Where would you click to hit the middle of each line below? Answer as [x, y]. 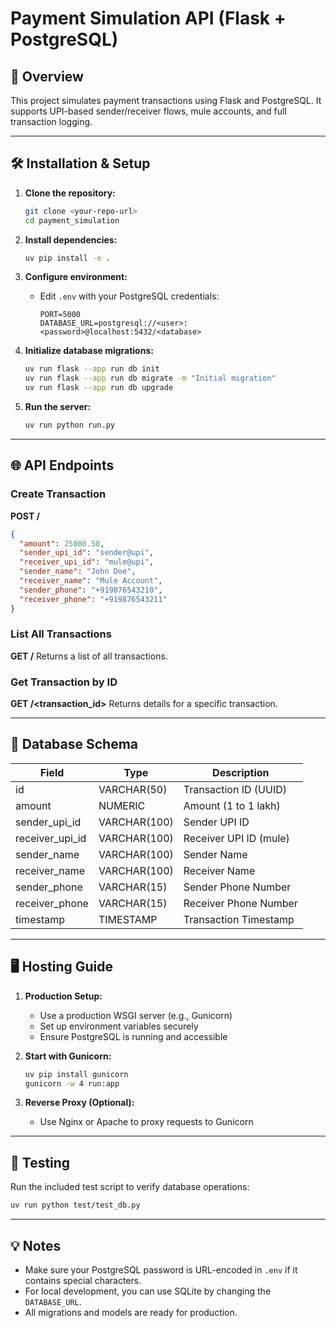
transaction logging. [51, 121]
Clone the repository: [70, 193]
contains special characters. [83, 1280]
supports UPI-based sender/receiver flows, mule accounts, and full [148, 111]
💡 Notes [36, 1245]
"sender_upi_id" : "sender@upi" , [87, 553]
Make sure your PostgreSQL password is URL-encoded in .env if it [161, 1269]
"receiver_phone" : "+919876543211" [93, 599]
